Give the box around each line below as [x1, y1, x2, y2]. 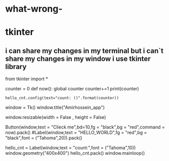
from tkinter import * [5, 76, 48, 82]
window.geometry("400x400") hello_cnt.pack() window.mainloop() [5, 150, 145, 156]
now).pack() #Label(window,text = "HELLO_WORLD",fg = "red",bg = [5, 130, 147, 136]
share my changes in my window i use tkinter [5, 54, 151, 63]
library [5, 62, 27, 71]
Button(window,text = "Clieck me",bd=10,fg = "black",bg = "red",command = [5, 124, 165, 130]
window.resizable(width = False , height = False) [5, 114, 107, 120]
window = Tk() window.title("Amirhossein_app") [5, 105, 105, 111]
